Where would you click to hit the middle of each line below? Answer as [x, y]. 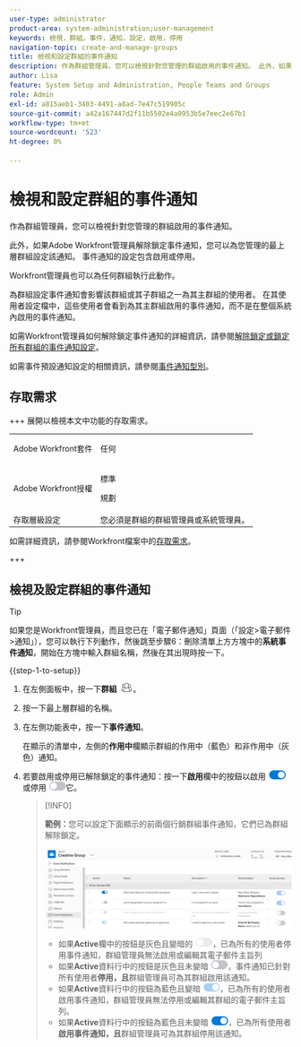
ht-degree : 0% [36, 142]
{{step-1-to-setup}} [45, 671]
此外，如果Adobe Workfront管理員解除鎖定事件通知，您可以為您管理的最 [143, 245]
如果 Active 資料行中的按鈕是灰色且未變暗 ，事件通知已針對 [174, 966]
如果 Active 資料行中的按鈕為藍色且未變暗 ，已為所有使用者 [175, 1022]
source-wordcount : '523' [56, 133]
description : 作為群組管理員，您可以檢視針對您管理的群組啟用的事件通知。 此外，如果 [151, 66]
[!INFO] [58, 806]
